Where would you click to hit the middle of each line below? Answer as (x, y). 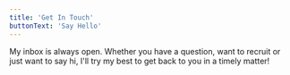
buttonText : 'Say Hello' (55, 26)
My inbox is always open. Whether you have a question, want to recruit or (145, 51)
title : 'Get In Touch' (51, 17)
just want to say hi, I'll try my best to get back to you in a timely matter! (140, 61)
